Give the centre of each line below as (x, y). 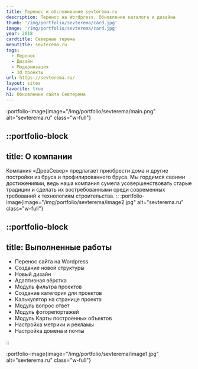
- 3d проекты (27, 72)
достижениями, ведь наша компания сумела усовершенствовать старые (99, 183)
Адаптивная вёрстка (40, 281)
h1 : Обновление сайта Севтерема (46, 94)
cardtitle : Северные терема (41, 39)
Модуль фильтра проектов (48, 287)
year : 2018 (20, 34)
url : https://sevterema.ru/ (41, 78)
